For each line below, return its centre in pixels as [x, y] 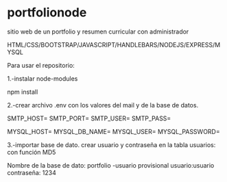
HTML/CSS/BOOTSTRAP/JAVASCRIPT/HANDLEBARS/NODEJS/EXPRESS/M [114, 44]
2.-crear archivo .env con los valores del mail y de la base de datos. [103, 105]
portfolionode [47, 13]
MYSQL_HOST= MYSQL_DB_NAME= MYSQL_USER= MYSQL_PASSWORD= [114, 131]
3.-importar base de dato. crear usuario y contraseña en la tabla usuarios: [111, 144]
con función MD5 [32, 152]
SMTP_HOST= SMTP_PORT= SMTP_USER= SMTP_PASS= [89, 118]
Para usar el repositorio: [41, 65]
